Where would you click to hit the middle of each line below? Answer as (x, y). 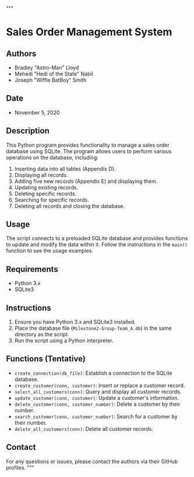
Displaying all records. (41, 175)
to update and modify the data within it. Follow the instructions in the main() (97, 244)
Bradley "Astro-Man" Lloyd (47, 68)
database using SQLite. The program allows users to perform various (89, 151)
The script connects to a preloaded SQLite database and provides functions (97, 238)
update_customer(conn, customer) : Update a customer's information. (97, 397)
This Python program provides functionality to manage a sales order (88, 145)
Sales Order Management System (89, 32)
